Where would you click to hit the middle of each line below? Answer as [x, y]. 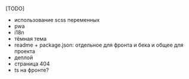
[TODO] [15, 9]
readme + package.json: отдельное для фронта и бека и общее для [99, 45]
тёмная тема [30, 39]
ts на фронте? [31, 70]
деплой [23, 57]
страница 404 [32, 64]
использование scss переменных [57, 20]
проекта [25, 51]
